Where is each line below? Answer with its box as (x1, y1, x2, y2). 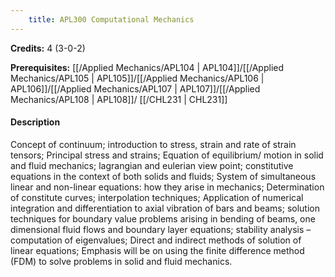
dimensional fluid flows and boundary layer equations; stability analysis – (10, 223, 312, 235)
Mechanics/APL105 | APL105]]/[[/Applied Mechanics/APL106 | (10, 72, 265, 84)
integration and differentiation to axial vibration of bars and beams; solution (10, 202, 320, 214)
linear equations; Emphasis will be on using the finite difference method (10, 244, 305, 256)
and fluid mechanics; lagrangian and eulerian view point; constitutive (10, 159, 294, 171)
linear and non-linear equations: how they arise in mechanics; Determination (10, 181, 325, 193)
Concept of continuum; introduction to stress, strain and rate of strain (10, 138, 297, 150)
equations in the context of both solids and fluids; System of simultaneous (10, 170, 317, 182)
